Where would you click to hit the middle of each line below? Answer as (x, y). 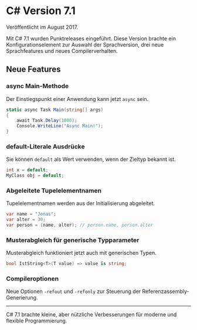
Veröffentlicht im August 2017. (42, 27)
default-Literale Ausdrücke (45, 146)
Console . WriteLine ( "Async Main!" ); (60, 126)
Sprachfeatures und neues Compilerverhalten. (62, 50)
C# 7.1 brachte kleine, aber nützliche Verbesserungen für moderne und (91, 315)
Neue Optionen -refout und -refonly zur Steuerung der (74, 291)
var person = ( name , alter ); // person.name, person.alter (80, 225)
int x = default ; (27, 170)
